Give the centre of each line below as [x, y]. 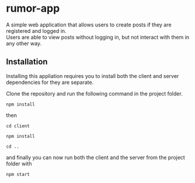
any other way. [24, 43]
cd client [18, 126]
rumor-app [33, 9]
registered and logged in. [36, 30]
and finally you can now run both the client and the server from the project [95, 157]
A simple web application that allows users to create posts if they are [89, 25]
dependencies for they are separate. [50, 82]
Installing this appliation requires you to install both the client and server [93, 76]
